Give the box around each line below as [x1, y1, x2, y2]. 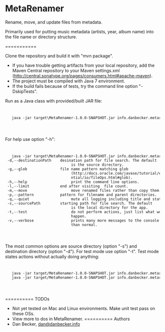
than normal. [71, 222, 98, 227]
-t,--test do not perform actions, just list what [7, 209, 155, 214]
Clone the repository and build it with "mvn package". [5, 52, 113, 59]
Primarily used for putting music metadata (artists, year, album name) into [5, 28, 154, 34]
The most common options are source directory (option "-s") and [5, 243, 137, 249]
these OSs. [12, 311, 35, 317]
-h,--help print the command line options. [7, 179, 139, 184]
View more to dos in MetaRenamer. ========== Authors [12, 316, 130, 322]
